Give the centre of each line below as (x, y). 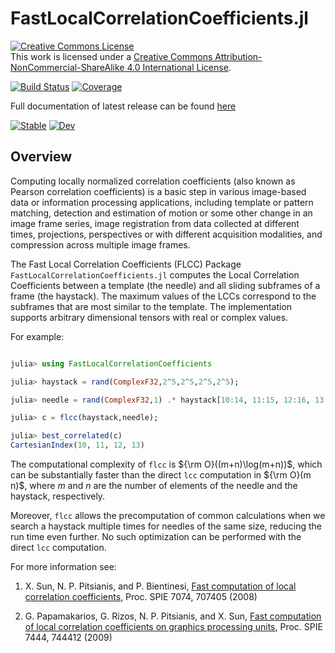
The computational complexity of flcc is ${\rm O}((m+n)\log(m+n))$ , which (166, 464)
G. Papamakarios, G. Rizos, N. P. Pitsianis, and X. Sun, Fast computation (173, 616)
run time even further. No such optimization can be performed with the (156, 536)
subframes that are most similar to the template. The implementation (151, 306)
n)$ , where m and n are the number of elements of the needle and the (154, 485)
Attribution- (238, 56)
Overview (41, 157)
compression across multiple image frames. (100, 244)
